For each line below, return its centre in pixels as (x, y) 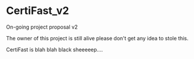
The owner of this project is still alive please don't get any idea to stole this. (97, 38)
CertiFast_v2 (38, 11)
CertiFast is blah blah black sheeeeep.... (54, 49)
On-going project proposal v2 (42, 27)
